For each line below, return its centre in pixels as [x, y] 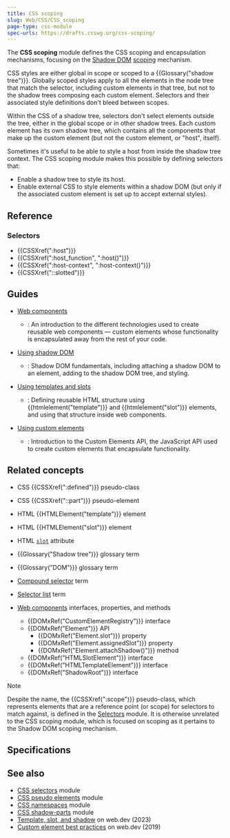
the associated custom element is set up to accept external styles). [112, 194]
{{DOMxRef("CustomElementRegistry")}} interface [99, 621]
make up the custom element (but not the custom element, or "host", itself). [114, 138]
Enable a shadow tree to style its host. [71, 180]
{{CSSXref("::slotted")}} [51, 272]
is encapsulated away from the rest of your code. [97, 339]
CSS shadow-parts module [55, 812]
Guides [23, 294]
